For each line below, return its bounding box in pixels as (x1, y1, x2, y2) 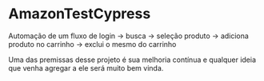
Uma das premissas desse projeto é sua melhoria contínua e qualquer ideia (8, 55, 257, 64)
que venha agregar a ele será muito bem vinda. (8, 63, 164, 72)
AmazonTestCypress (8, 5, 151, 23)
